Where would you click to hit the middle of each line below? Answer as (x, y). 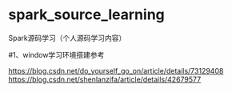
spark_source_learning (87, 15)
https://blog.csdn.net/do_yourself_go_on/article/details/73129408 (116, 70)
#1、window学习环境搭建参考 (56, 54)
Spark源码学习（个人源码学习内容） (67, 38)
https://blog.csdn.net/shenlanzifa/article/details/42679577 (105, 79)
